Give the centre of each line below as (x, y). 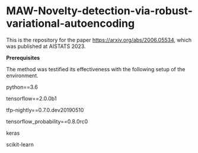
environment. (22, 75)
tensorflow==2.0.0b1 (31, 98)
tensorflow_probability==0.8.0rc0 (47, 121)
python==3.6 (22, 87)
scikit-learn (20, 144)
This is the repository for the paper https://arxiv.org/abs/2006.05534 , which (99, 40)
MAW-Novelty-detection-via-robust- (99, 11)
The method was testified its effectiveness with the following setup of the (96, 69)
